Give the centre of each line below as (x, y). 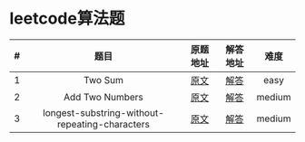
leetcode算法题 (67, 19)
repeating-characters (103, 124)
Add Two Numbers (103, 97)
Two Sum (103, 80)
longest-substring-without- (103, 112)
